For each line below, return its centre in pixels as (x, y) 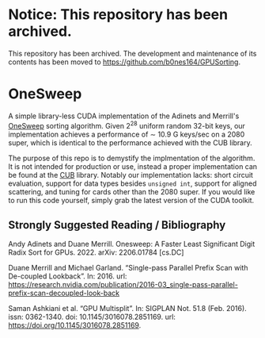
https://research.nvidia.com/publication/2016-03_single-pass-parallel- (123, 285)
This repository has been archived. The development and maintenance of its (132, 53)
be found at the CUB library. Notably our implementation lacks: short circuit (131, 175)
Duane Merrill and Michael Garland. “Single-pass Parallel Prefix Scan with (128, 268)
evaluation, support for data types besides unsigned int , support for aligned (132, 183)
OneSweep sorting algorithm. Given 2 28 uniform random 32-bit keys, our (127, 125)
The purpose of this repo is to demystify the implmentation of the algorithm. (132, 158)
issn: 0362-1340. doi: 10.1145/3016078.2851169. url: (92, 317)
